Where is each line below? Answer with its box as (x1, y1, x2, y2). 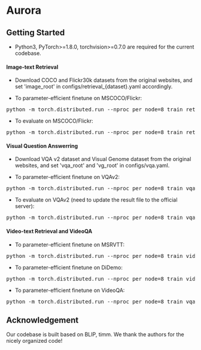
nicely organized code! (6, 337, 63, 345)
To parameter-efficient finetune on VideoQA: (14, 287, 125, 294)
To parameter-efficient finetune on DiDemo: (14, 264, 123, 271)
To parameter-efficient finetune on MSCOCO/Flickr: (14, 95, 142, 102)
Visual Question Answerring (6, 142, 78, 150)
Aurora (6, 4, 42, 17)
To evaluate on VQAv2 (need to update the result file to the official (14, 196, 178, 203)
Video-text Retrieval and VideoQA (6, 228, 93, 235)
